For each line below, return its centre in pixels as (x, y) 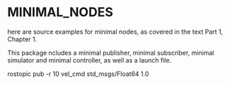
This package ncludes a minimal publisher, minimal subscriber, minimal (111, 53)
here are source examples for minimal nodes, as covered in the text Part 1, (115, 32)
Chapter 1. (22, 39)
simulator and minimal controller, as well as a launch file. (90, 60)
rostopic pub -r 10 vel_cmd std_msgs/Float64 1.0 (78, 74)
